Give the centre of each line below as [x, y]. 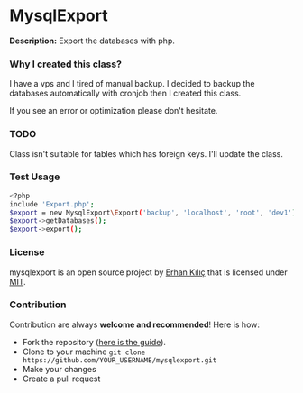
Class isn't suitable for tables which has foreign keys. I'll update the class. [147, 153]
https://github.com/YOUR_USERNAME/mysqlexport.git [119, 360]
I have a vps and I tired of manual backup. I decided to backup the [132, 84]
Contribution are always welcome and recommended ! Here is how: [134, 324]
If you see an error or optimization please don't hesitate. [114, 111]
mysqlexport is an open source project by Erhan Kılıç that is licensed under [149, 272]
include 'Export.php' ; [52, 204]
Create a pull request [61, 379]
